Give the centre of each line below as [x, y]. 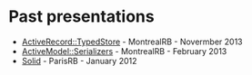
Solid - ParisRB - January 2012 [79, 61]
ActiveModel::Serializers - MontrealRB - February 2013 [124, 51]
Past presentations [82, 17]
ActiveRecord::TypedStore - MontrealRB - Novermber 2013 [132, 42]
